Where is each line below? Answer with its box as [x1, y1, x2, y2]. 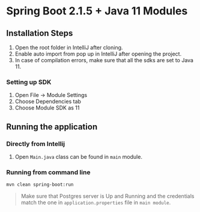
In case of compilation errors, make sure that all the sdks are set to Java [14, 57, 194, 63]
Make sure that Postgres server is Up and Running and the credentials [20, 193, 195, 200]
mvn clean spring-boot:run [6, 181, 74, 188]
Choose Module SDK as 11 [14, 104, 80, 111]
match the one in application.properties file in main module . [20, 199, 171, 206]
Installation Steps [6, 28, 73, 38]
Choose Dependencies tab [14, 98, 81, 105]
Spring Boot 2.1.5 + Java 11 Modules [6, 4, 188, 18]
